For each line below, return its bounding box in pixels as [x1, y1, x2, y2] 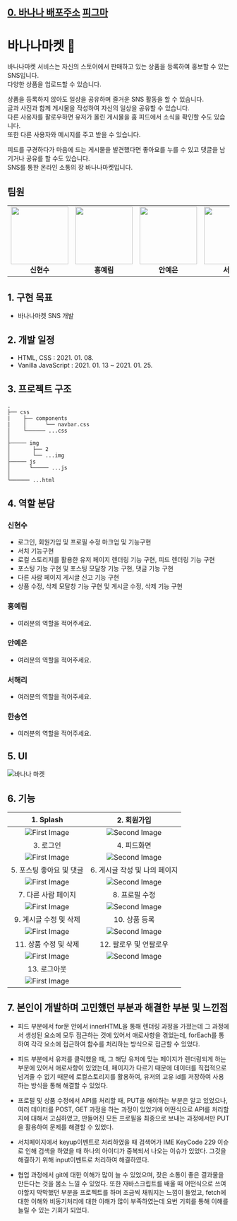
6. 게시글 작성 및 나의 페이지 [90, 865, 178, 875]
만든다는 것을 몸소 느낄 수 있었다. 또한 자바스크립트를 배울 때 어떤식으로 [17, 1179, 214, 1188]
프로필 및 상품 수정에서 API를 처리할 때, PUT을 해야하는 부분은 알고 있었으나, [17, 1096, 228, 1104]
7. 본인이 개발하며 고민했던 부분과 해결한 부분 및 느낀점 [7, 1002, 229, 1014]
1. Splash [31, 815, 63, 825]
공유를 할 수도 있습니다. [25, 154, 90, 163]
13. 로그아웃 [28, 964, 67, 974]
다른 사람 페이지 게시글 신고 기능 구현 [17, 573, 120, 582]
